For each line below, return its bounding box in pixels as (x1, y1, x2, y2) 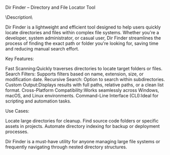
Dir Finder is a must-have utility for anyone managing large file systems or (5, 139, 160, 144)
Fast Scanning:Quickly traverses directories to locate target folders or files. (5, 66, 163, 71)
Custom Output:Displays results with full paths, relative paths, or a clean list (5, 82, 164, 88)
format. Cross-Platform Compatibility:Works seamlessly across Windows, (5, 87, 159, 93)
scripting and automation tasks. (5, 98, 71, 104)
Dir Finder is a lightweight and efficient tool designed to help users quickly (5, 24, 161, 30)
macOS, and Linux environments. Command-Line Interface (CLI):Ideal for (5, 93, 159, 98)
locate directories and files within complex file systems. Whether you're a (5, 30, 159, 35)
